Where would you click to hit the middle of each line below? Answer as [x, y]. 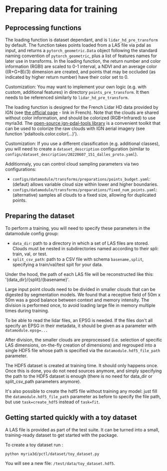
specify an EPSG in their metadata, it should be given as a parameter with [81, 326]
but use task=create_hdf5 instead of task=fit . [52, 402]
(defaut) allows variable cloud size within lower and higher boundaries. [85, 184]
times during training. [27, 310]
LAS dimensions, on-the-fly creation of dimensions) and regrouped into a [81, 345]
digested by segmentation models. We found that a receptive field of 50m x [83, 294]
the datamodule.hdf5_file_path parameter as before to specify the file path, [83, 396]
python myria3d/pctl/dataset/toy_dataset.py [52, 454]
